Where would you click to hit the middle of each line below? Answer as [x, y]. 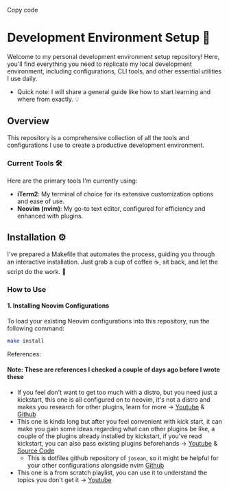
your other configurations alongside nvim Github [96, 466]
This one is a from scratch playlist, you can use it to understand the [112, 472]
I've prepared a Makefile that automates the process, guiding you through [111, 254]
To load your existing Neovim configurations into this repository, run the [108, 321]
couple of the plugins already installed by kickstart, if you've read [109, 436]
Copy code [23, 10]
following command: [36, 328]
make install [26, 341]
